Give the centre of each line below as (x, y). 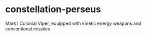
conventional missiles (28, 28)
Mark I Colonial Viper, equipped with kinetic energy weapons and (73, 23)
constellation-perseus (53, 9)
